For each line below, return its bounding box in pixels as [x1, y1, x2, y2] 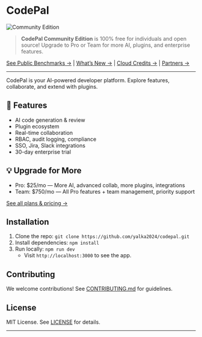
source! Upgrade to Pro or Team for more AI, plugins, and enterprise [20, 41, 191, 49]
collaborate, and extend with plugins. [6, 83, 98, 90]
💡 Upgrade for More [6, 166, 82, 176]
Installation [6, 216, 49, 227]
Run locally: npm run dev [14, 245, 75, 252]
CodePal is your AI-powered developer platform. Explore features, [6, 76, 170, 84]
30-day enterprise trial [14, 148, 71, 155]
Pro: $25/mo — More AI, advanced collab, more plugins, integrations [14, 181, 185, 189]
